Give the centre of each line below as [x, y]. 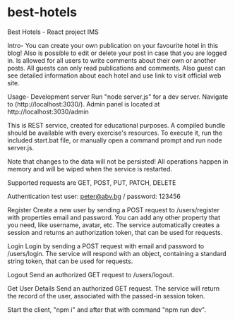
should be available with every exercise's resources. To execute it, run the [115, 133]
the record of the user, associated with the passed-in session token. [106, 296]
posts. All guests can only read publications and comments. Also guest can [116, 68]
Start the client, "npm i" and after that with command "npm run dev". [107, 309]
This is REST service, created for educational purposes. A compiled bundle [116, 125]
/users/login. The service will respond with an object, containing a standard [117, 253]
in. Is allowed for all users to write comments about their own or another [112, 60]
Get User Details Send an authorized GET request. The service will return [114, 288]
